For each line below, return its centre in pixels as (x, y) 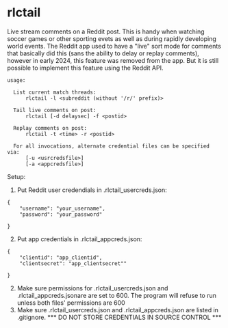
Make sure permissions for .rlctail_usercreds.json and (92, 288)
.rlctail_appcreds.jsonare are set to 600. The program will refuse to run (117, 295)
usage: (16, 80)
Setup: (16, 176)
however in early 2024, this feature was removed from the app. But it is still (113, 60)
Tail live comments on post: (55, 110)
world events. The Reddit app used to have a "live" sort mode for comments (114, 46)
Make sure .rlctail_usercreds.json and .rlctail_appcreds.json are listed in (118, 310)
